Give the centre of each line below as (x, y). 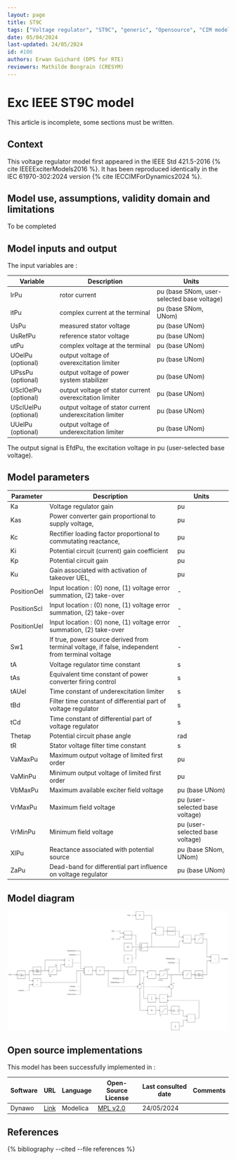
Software (24, 1090)
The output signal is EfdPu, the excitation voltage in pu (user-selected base (116, 448)
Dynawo (22, 1108)
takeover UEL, (69, 578)
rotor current (78, 295)
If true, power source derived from (99, 640)
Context (25, 144)
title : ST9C (25, 22)
